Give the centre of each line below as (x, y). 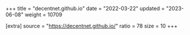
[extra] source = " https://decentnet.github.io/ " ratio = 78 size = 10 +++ (92, 26)
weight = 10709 (44, 15)
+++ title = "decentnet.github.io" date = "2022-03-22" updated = (85, 8)
